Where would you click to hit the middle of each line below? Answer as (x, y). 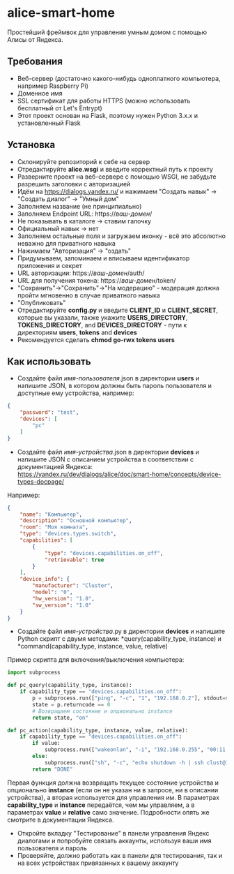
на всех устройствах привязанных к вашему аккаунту (98, 863)
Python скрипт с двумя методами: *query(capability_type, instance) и (119, 639)
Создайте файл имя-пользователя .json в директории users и (108, 378)
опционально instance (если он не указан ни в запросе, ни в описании (113, 790)
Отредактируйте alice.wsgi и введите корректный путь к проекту (115, 169)
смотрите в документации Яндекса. (61, 820)
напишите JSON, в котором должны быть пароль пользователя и (115, 386)
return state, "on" (61, 718)
